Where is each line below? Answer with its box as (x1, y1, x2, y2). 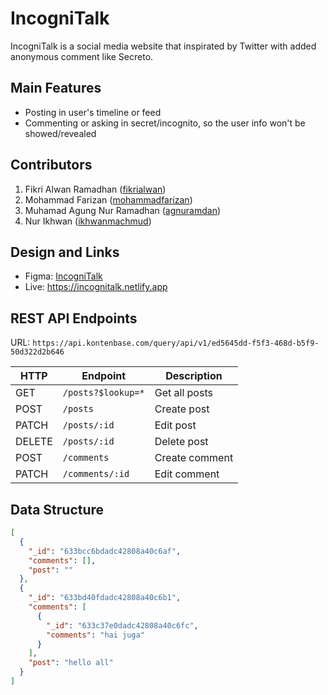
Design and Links (10, 243, 120, 261)
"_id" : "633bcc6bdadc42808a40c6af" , (28, 546, 182, 556)
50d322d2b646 (10, 347, 65, 357)
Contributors (10, 157, 93, 174)
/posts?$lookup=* (62, 387, 145, 399)
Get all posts (154, 386, 213, 400)
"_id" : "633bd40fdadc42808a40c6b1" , (28, 593, 182, 603)
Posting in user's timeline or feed (24, 106, 162, 118)
